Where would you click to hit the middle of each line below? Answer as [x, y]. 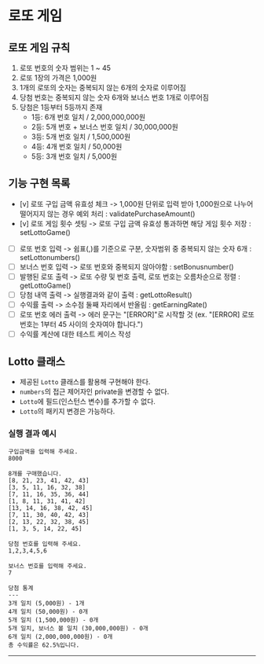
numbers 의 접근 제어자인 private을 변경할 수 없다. [94, 392]
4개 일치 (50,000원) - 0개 [48, 612]
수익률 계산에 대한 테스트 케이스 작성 [75, 334]
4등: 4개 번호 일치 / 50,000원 [77, 147]
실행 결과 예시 [33, 433]
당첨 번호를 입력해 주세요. [45, 544]
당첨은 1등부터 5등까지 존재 [61, 107]
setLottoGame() [45, 232]
